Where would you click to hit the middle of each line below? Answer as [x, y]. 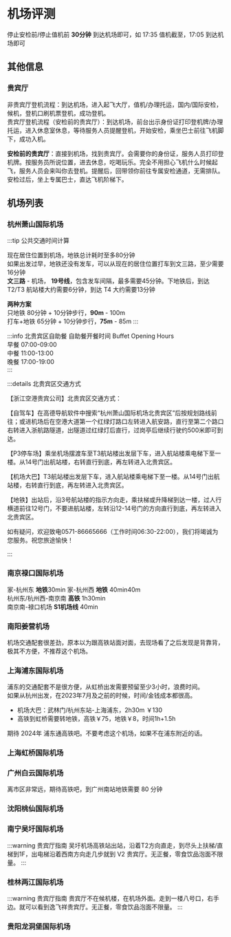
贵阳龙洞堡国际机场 [39, 926]
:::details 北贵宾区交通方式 [44, 384]
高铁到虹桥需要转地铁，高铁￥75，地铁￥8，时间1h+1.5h [96, 719]
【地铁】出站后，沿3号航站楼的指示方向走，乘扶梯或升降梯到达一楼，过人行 [114, 500]
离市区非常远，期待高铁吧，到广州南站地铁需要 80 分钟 [85, 789]
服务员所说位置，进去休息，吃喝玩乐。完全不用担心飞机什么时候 [121, 162]
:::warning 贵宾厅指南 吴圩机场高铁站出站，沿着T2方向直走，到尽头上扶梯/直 [115, 845]
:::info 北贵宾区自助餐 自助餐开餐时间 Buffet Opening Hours [90, 336]
